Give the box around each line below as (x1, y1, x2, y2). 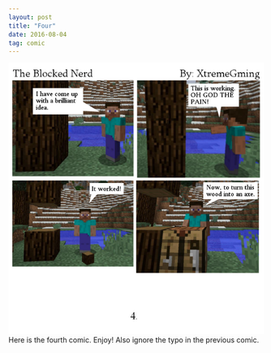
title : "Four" (8, 21, 57, 30)
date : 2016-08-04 (8, 30, 67, 38)
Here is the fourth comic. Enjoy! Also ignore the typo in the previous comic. (8, 334, 260, 345)
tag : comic (8, 39, 45, 47)
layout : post (8, 13, 53, 21)
